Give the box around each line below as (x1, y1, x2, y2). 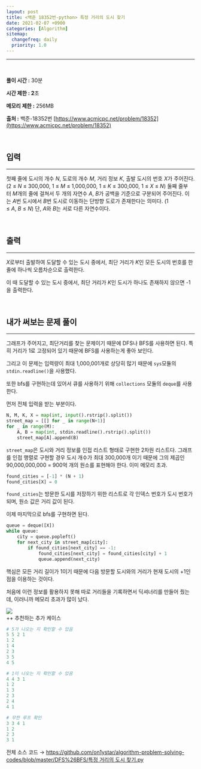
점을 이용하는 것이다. (6, 575, 54, 582)
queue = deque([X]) (6, 522, 55, 528)
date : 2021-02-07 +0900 (6, 20, 66, 26)
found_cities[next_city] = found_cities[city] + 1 (38, 550, 167, 557)
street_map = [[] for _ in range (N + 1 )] (6, 418, 106, 424)
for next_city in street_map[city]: (17, 539, 109, 546)
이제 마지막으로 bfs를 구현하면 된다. (6, 510, 89, 518)
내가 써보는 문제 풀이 (6, 317, 77, 327)
